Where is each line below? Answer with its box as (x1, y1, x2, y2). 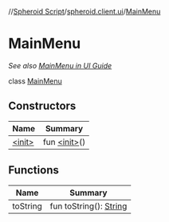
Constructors (8, 99, 77, 113)
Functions (8, 163, 60, 177)
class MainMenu (8, 76, 62, 86)
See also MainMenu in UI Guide (8, 60, 112, 70)
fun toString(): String (49, 201, 128, 212)
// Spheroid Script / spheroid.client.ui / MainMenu (8, 7, 161, 16)
